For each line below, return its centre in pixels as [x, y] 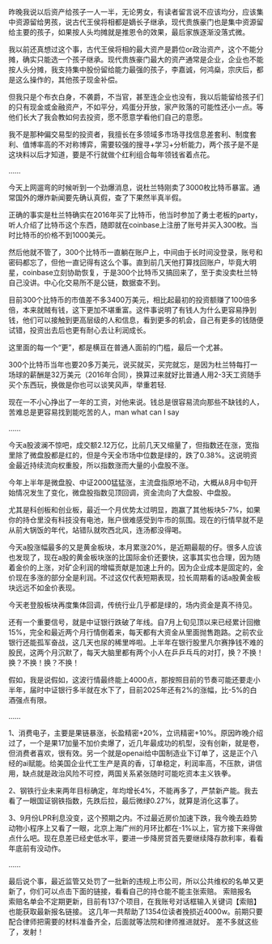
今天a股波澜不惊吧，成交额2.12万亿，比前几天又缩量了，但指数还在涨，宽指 [134, 445]
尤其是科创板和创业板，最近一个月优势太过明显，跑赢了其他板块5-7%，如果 [135, 510]
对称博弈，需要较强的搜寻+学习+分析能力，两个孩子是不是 [161, 145]
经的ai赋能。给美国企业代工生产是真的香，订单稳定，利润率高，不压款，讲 [132, 763]
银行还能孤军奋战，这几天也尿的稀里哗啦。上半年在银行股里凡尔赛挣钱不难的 [136, 642]
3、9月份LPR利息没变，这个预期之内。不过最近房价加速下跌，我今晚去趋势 [133, 818]
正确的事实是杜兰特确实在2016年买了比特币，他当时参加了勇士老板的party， [135, 215]
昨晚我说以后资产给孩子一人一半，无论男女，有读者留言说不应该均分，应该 [132, 12]
